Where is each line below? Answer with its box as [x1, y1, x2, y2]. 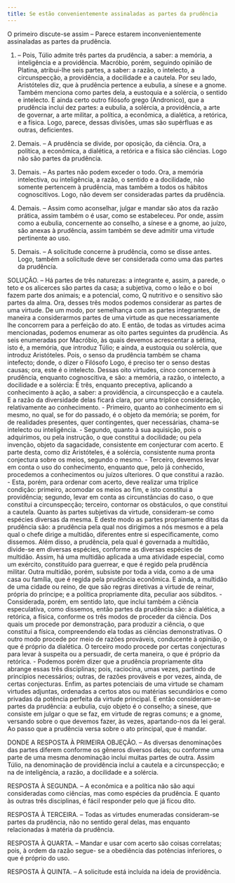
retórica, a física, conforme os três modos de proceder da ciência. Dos [7, 612, 212, 621]
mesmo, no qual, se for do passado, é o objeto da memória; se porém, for [7, 410, 220, 419]
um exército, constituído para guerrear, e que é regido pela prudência [7, 560, 208, 568]
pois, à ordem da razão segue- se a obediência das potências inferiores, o [7, 846, 222, 855]
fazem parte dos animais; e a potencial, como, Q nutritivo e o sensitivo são [7, 291, 223, 299]
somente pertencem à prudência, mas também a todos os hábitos [17, 182, 208, 191]
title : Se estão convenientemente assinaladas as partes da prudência [7, 10, 218, 18]
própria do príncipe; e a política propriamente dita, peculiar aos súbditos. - [7, 590, 222, 598]
